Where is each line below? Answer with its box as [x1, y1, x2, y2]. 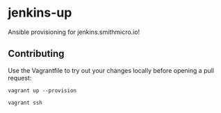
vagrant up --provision [8, 87, 77, 94]
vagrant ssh [8, 99, 42, 106]
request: [8, 73, 32, 82]
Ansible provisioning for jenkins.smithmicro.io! [8, 28, 140, 36]
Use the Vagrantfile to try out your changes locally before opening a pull [8, 66, 215, 74]
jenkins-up [8, 5, 72, 21]
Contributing [8, 48, 65, 60]
